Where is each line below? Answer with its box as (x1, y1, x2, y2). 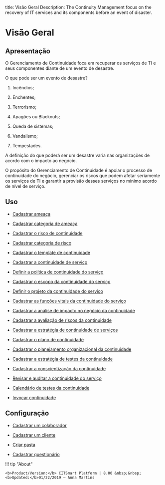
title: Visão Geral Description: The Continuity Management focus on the (5, 4, 152, 10)
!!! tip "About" (5, 461, 33, 467)
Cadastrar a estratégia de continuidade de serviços (12, 327, 118, 333)
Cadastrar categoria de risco (12, 240, 72, 246)
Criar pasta (12, 442, 36, 448)
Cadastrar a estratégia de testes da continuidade (12, 356, 113, 362)
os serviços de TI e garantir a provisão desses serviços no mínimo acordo (5, 178, 157, 184)
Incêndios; (12, 85, 34, 90)
